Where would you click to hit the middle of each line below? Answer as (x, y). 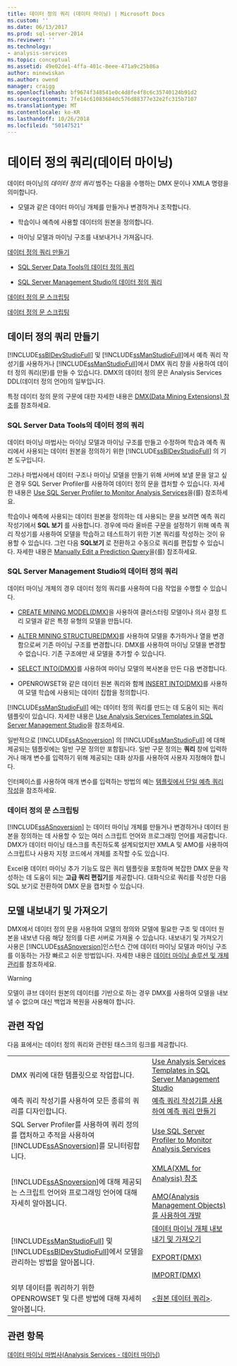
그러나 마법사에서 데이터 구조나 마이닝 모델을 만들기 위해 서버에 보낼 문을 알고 (114, 474)
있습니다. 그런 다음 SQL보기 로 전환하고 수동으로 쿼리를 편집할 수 (117, 543)
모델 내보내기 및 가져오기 (57, 910)
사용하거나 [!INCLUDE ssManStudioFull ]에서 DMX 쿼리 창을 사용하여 (121, 364)
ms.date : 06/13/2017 (38, 27)
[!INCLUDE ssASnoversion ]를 (58, 1146)
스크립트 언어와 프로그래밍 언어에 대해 (78, 1192)
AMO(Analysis (175, 1196)
